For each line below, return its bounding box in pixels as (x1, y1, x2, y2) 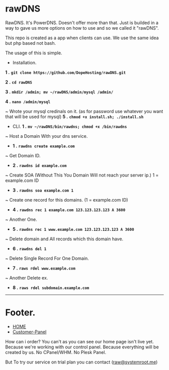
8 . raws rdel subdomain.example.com (12, 285, 90, 291)
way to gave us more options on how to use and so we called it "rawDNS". (5, 25, 159, 31)
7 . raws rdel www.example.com (12, 265, 75, 271)
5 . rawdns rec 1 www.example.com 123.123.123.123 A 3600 (12, 226, 134, 232)
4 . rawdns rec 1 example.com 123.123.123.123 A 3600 (12, 207, 126, 213)
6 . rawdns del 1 (12, 245, 47, 251)
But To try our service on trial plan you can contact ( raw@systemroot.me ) (5, 359, 158, 365)
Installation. (12, 59, 37, 65)
